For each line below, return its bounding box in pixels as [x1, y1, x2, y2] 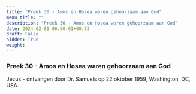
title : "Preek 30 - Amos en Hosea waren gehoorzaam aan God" [6, 8, 162, 15]
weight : [6, 43, 26, 48]
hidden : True [6, 37, 39, 43]
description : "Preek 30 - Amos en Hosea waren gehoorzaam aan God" [6, 20, 179, 26]
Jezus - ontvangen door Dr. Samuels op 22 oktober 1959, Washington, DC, [6, 75, 191, 83]
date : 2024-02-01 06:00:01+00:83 [6, 25, 90, 32]
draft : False [6, 31, 39, 37]
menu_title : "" [6, 14, 44, 20]
